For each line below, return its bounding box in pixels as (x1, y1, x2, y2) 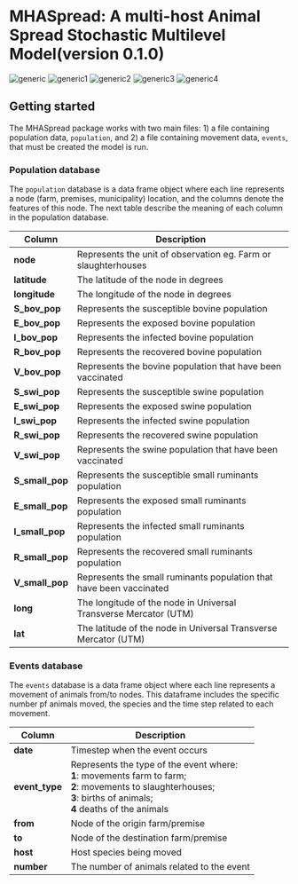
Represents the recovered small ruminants (76, 546, 253, 558)
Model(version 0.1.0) (9, 44, 165, 64)
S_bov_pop (13, 303, 61, 315)
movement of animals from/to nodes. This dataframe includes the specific (9, 690, 279, 700)
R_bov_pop (13, 346, 61, 359)
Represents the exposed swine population (76, 400, 253, 413)
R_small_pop (13, 551, 69, 564)
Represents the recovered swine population (76, 429, 259, 441)
